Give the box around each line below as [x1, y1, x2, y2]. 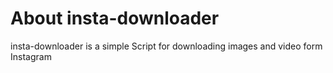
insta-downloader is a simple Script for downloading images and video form [10, 40, 323, 52]
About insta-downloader [10, 7, 220, 30]
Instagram [10, 50, 52, 62]
